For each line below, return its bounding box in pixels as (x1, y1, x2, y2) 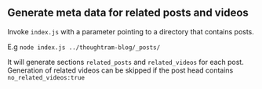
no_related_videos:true (7, 73, 86, 81)
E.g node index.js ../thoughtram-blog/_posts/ (7, 42, 161, 52)
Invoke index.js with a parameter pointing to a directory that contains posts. (7, 27, 254, 36)
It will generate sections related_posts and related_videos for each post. (7, 57, 244, 66)
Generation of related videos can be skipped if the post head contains (7, 66, 234, 75)
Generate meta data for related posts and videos (7, 6, 249, 20)
